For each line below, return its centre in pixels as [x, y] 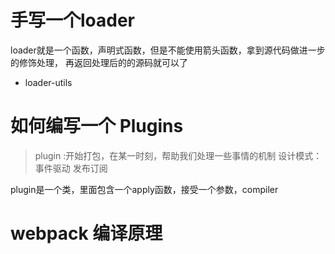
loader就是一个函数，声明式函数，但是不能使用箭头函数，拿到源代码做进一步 [168, 50]
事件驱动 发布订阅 [71, 168]
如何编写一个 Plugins [97, 126]
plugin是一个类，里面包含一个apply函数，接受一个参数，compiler [144, 189]
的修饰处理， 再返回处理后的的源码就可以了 [99, 62]
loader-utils [48, 82]
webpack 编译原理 [86, 233]
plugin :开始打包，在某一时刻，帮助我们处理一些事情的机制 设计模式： [178, 155]
